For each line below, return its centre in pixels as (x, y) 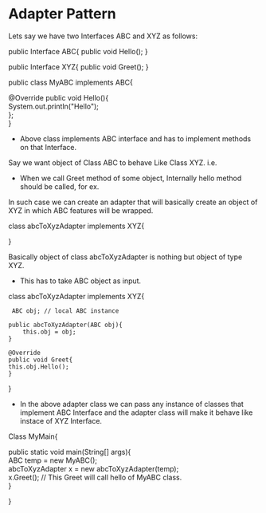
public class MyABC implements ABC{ (70, 82)
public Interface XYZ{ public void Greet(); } (78, 67)
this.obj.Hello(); (39, 367)
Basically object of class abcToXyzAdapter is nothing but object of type (125, 257)
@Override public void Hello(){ (59, 97)
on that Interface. (48, 147)
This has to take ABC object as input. (80, 281)
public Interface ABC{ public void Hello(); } (78, 51)
